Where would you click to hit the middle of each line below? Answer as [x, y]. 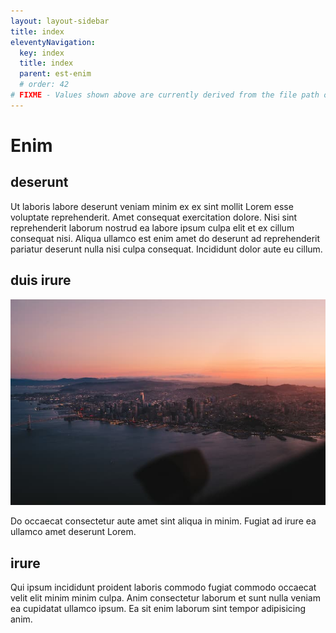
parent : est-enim [55, 74]
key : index [42, 53]
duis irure [41, 280]
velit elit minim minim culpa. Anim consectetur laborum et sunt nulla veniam [165, 598]
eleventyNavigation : [53, 42]
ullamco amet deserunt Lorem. [73, 532]
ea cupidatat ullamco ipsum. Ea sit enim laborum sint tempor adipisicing [158, 609]
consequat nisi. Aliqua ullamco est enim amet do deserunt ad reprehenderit [165, 238]
